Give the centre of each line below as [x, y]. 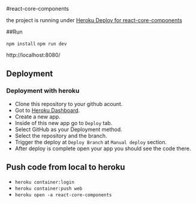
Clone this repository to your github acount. [69, 103]
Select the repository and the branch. [61, 136]
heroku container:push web [49, 188]
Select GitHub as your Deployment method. [68, 129]
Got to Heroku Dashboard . [47, 110]
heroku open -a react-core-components [63, 195]
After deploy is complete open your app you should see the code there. [103, 148]
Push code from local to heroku [66, 167]
